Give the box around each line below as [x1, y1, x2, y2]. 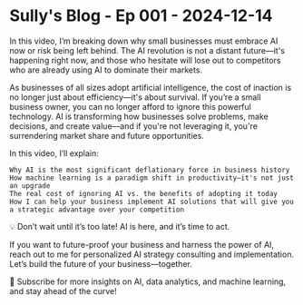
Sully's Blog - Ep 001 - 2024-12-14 [9, 5, 274, 26]
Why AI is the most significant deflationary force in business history [9, 165, 290, 174]
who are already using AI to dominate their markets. [9, 64, 202, 75]
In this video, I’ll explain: [9, 147, 100, 159]
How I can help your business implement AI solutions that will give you [9, 197, 295, 206]
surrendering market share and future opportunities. [9, 130, 204, 141]
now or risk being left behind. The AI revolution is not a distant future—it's [9, 44, 286, 55]
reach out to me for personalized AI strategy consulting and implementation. [9, 249, 295, 260]
